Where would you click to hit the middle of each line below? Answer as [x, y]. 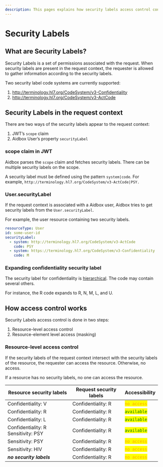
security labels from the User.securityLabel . [49, 210]
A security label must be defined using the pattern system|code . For [72, 176]
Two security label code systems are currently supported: [63, 83]
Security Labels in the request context [64, 113]
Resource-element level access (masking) [54, 334]
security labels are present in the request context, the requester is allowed [79, 68]
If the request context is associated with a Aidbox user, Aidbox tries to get [79, 205]
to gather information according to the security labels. [59, 73]
